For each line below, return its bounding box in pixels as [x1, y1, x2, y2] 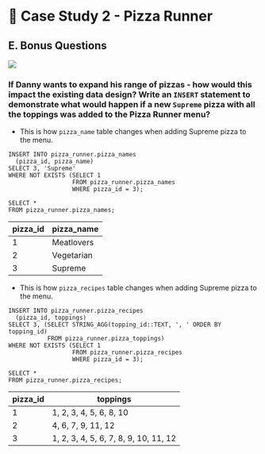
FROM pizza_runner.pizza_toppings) [47, 335, 165, 343]
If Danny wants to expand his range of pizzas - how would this [8, 79, 252, 90]
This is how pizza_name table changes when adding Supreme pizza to [19, 127, 247, 137]
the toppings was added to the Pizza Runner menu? [8, 109, 211, 120]
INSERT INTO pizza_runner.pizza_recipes [8, 307, 144, 315]
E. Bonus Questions [8, 39, 107, 52]
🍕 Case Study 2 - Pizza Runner [8, 7, 213, 25]
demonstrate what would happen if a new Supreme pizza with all [8, 98, 255, 110]
